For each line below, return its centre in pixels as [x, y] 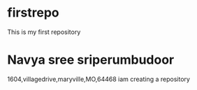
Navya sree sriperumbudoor [91, 60]
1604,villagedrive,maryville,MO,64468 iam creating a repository [99, 79]
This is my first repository [44, 32]
